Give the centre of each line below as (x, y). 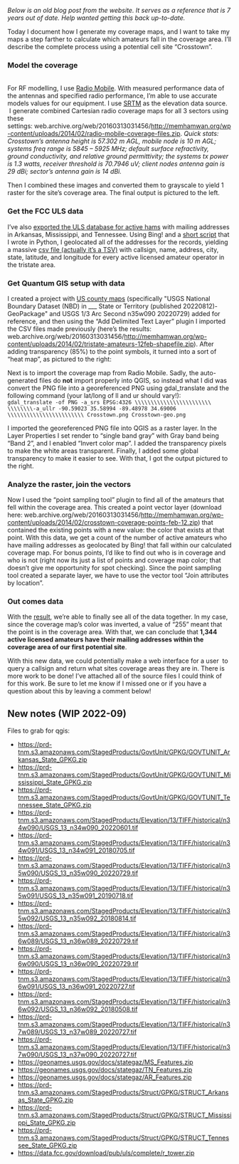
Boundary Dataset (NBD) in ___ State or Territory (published (94, 306)
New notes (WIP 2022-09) (67, 714)
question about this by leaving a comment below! (79, 691)
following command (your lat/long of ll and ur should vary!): (94, 395)
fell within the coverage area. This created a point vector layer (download (115, 508)
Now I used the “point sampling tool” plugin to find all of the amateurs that (116, 500)
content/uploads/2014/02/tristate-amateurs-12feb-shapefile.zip (101, 344)
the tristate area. (31, 264)
